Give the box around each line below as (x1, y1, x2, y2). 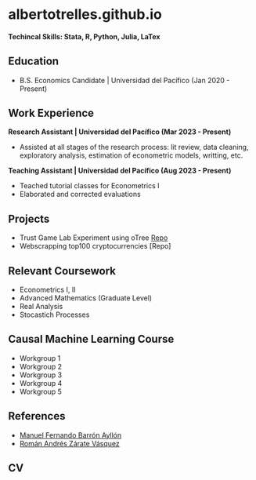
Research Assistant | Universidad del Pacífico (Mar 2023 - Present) (8, 127, 232, 136)
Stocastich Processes (19, 310, 90, 319)
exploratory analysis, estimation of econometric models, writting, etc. (19, 151, 243, 160)
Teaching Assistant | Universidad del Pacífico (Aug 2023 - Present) (8, 166, 232, 176)
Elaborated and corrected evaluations (19, 190, 141, 199)
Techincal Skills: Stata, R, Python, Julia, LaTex (8, 31, 160, 41)
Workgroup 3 (19, 370, 63, 380)
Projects (8, 212, 50, 225)
